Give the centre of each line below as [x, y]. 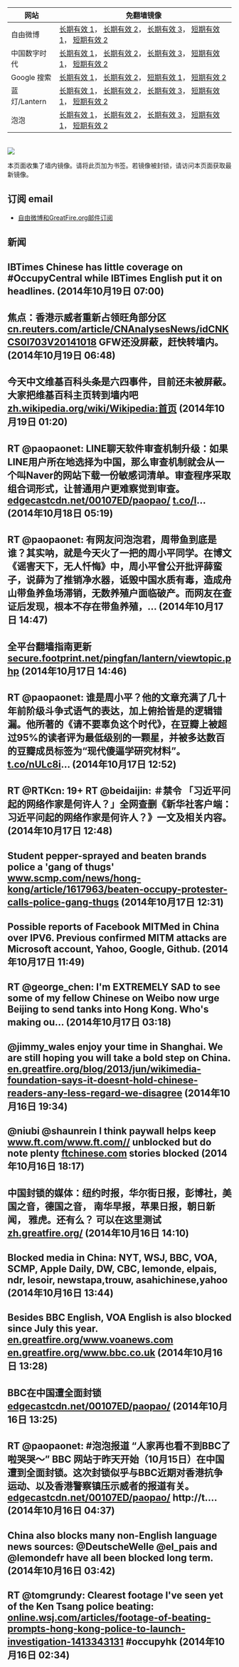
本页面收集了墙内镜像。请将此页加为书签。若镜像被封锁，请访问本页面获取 [116, 166]
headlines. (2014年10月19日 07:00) [86, 291]
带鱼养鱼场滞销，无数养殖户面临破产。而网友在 [119, 593]
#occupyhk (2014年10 [175, 1642]
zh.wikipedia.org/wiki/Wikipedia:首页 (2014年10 [116, 409]
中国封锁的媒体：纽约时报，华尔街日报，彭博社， [115, 1193]
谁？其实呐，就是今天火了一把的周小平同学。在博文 [119, 553]
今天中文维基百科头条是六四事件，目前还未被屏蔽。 [119, 382]
